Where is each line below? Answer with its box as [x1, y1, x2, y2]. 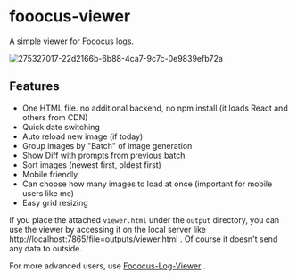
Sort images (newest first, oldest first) [21, 159, 162, 170]
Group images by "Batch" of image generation [21, 140, 193, 151]
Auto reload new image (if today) [21, 131, 144, 142]
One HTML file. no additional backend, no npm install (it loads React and [21, 103, 288, 113]
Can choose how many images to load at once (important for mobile [21, 178, 273, 189]
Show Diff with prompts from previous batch [21, 150, 186, 161]
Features [9, 78, 60, 95]
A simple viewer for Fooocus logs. [9, 36, 135, 46]
